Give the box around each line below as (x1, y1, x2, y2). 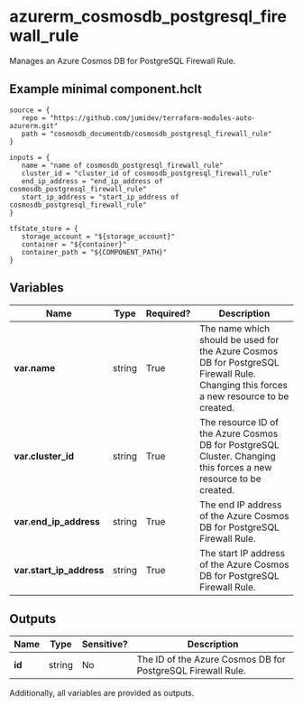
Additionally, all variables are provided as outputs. (9, 688, 195, 699)
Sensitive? (81, 638, 128, 651)
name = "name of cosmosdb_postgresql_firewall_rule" (21, 161, 224, 170)
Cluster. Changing (199, 450, 277, 462)
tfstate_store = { (9, 224, 78, 233)
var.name (14, 361, 56, 374)
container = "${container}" (21, 239, 127, 249)
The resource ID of (199, 415, 280, 428)
